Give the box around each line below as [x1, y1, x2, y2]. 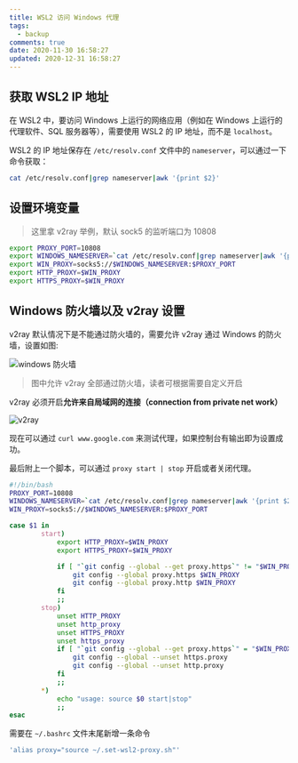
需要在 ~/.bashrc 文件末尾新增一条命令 [9, 728, 151, 739]
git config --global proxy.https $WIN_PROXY [72, 570, 240, 579]
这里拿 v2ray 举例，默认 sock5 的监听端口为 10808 [30, 226, 217, 237]
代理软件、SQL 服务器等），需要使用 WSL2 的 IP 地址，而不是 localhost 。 [9, 125, 278, 136]
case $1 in [9, 521, 50, 530]
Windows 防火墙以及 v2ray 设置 [9, 303, 185, 318]
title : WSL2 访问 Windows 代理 [9, 12, 120, 22]
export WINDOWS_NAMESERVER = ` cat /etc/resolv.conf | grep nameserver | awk [9, 252, 276, 261]
